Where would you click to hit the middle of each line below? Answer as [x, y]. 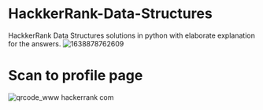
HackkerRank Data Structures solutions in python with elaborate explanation [132, 35]
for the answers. [35, 43]
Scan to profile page [76, 76]
